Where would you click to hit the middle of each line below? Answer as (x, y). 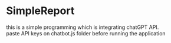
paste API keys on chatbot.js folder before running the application (86, 33)
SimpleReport (40, 11)
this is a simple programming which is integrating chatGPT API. (83, 27)
